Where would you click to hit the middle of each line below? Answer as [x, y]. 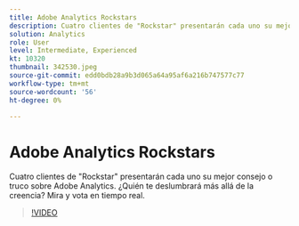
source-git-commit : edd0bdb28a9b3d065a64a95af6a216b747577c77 [127, 76]
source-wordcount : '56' [53, 92]
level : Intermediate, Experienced [73, 51]
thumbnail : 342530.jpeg [53, 68]
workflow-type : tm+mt [49, 84]
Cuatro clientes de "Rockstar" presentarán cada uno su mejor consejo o [141, 177]
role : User [29, 42]
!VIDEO [44, 213]
